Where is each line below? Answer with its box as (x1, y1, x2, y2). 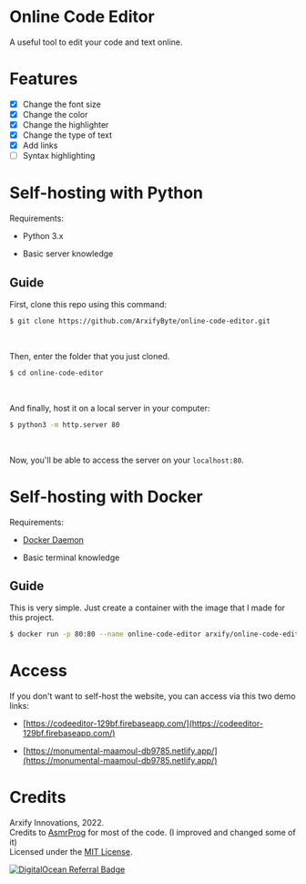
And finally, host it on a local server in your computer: (9, 402, 210, 413)
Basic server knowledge (22, 248, 114, 259)
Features (9, 68, 78, 89)
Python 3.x (22, 231, 64, 242)
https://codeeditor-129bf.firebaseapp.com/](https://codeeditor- (25, 718, 264, 729)
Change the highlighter (22, 120, 109, 130)
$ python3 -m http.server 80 (9, 420, 120, 430)
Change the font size (22, 99, 102, 109)
